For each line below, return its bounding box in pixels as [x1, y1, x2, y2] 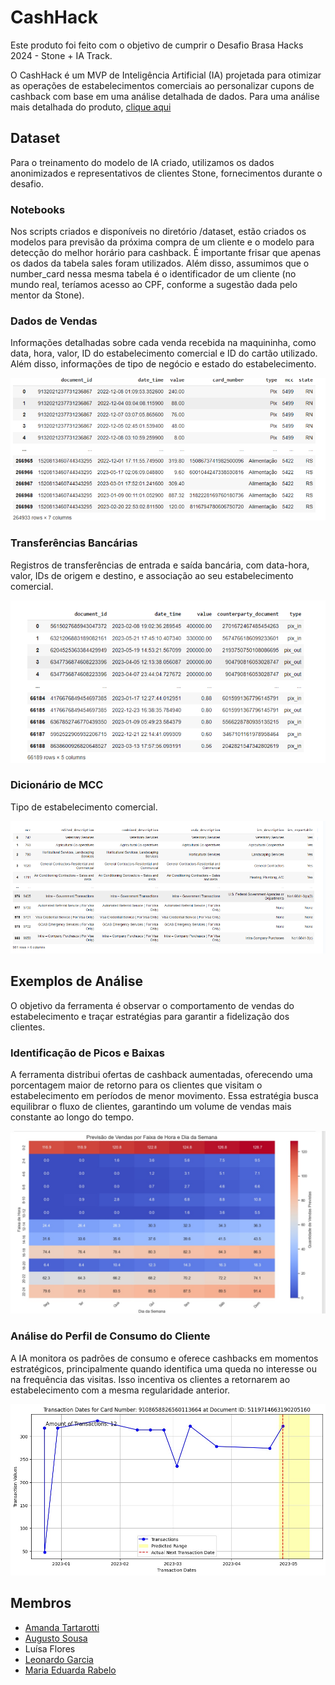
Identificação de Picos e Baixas [10, 1046, 165, 1060]
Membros [10, 1595, 72, 1612]
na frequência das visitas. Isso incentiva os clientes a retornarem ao [10, 1373, 291, 1385]
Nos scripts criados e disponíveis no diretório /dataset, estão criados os [10, 226, 307, 238]
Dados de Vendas [10, 314, 98, 328]
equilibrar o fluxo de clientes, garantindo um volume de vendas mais [10, 1101, 292, 1113]
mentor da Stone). [10, 289, 85, 301]
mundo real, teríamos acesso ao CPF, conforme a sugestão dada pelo [10, 279, 298, 291]
